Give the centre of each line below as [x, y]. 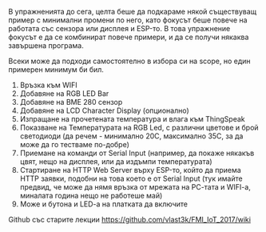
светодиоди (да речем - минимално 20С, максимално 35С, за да [131, 136]
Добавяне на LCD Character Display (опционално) [104, 110]
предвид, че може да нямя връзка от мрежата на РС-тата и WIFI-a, [135, 187]
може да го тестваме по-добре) [75, 144]
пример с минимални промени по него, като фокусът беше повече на [128, 20]
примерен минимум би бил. [56, 70]
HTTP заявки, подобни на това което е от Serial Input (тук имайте [131, 178]
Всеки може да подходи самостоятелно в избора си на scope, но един [129, 61]
